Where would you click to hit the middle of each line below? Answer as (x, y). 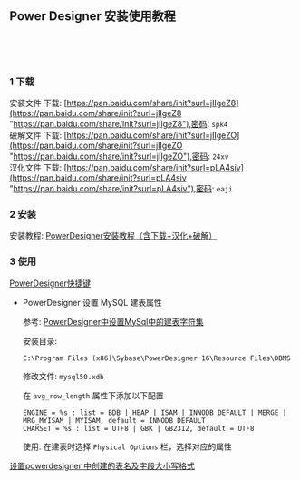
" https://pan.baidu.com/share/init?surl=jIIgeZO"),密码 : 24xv (119, 156)
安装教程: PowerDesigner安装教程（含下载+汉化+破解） (113, 236)
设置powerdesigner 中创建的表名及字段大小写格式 (102, 465)
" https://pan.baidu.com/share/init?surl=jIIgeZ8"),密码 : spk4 (119, 124)
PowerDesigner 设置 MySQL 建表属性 (92, 302)
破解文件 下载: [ (39, 135)
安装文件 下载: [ (39, 103)
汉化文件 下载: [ (39, 168)
